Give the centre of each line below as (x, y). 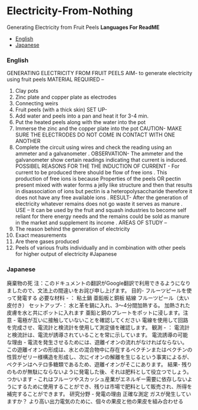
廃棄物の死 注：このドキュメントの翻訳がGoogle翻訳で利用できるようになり (99, 283)
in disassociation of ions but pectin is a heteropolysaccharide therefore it (104, 191)
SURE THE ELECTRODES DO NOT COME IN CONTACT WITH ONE (95, 135)
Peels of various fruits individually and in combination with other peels (100, 248)
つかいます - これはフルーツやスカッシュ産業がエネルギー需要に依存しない (97, 379)
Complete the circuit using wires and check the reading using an (93, 147)
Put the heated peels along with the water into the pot (80, 122)
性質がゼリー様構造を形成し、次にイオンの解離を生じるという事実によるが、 (100, 357)
